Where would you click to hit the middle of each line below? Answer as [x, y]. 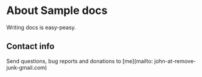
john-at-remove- [175, 61]
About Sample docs [57, 11]
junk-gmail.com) [27, 67]
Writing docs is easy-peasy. [41, 27]
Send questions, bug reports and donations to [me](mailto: [80, 61]
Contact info [30, 46]
